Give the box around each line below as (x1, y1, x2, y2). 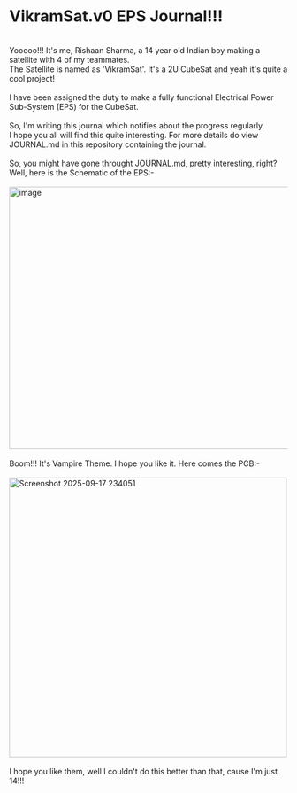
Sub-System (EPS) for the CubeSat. (9, 101, 139, 112)
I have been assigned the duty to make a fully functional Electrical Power (9, 91, 274, 103)
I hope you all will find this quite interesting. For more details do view (9, 129, 259, 140)
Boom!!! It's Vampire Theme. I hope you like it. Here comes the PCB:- (9, 458, 261, 469)
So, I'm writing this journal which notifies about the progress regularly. (9, 120, 265, 130)
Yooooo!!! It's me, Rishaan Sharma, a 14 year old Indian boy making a (9, 44, 261, 55)
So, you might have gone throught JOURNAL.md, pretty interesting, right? (9, 158, 278, 168)
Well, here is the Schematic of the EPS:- (9, 167, 155, 178)
